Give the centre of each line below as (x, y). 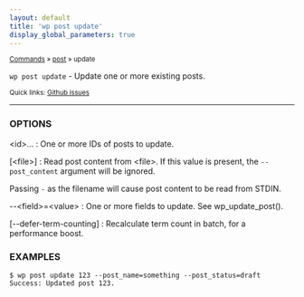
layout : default (40, 18)
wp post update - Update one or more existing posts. (107, 76)
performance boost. (47, 233)
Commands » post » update (52, 60)
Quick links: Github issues (50, 93)
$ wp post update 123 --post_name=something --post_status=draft (135, 275)
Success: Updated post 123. (62, 283)
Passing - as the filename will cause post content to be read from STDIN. (146, 188)
